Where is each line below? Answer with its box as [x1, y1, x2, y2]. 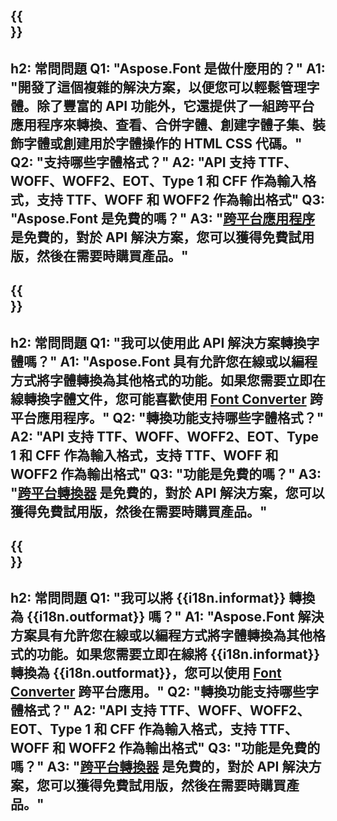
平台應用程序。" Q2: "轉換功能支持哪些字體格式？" [10, 409, 325, 426]
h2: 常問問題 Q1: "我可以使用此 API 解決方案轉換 [10, 334, 307, 351]
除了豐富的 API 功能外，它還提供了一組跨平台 [36, 97, 315, 114]
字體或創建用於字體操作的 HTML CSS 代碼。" [23, 135, 303, 152]
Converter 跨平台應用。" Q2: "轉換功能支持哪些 [10, 684, 307, 701]
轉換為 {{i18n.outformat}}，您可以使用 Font [10, 665, 282, 682]
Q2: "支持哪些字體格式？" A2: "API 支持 [10, 154, 256, 171]
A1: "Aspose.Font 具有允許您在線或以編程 [59, 353, 318, 370]
